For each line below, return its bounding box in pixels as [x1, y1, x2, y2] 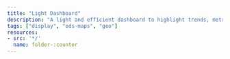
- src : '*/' [7, 35, 41, 42]
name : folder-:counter [13, 41, 78, 48]
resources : [7, 28, 38, 36]
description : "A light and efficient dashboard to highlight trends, [7, 16, 210, 23]
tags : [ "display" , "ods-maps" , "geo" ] [7, 22, 118, 29]
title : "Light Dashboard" [7, 9, 81, 17]
